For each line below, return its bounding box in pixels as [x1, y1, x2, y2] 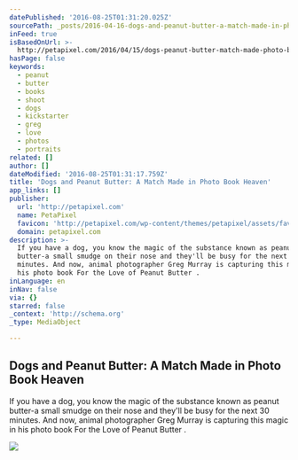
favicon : [17, 219, 50, 228]
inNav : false [9, 285, 58, 293]
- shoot [17, 95, 46, 105]
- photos [17, 136, 50, 145]
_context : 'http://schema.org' [9, 309, 125, 319]
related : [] [9, 152, 53, 162]
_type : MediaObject [9, 318, 82, 327]
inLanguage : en [9, 277, 66, 285]
